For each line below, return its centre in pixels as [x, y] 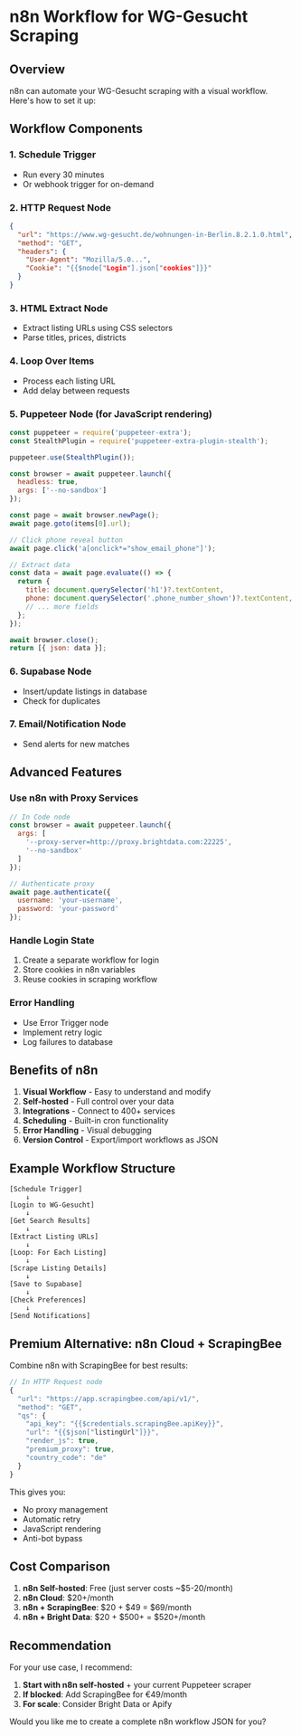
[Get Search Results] [50, 1221]
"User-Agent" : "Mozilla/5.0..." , [89, 260]
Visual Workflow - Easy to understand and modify [117, 1092]
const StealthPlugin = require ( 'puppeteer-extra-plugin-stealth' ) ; [139, 441]
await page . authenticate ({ [60, 892]
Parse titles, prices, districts [74, 337]
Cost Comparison [60, 1566]
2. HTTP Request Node [60, 207]
